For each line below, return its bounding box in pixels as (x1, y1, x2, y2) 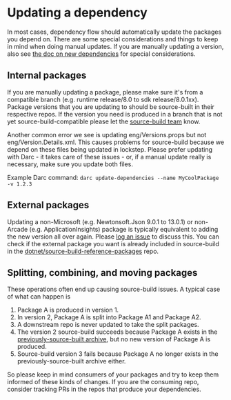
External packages (7, 199, 90, 211)
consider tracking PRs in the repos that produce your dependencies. (7, 385, 201, 394)
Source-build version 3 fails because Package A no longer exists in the (17, 350, 219, 358)
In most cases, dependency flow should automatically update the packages (7, 28, 222, 36)
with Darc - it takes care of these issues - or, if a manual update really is (7, 152, 212, 161)
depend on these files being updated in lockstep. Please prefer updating (7, 145, 212, 153)
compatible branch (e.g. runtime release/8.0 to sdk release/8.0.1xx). (7, 95, 199, 103)
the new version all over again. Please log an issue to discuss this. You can (7, 232, 219, 241)
